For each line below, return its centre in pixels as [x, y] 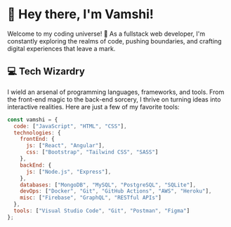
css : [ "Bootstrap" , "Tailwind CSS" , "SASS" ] [92, 152]
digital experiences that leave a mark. [61, 48]
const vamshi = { [33, 119]
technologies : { [37, 132]
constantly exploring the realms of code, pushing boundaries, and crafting [115, 41]
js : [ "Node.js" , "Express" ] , [68, 172]
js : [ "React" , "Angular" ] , [65, 146]
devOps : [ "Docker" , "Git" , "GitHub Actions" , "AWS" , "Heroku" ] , [116, 191]
